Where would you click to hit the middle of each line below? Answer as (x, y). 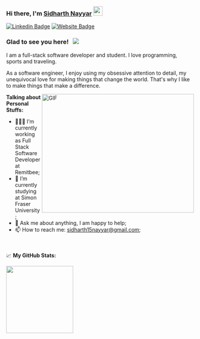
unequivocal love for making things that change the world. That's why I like (98, 79)
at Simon (26, 198)
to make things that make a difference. (53, 85)
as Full (23, 140)
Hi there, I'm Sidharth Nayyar (49, 13)
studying (26, 191)
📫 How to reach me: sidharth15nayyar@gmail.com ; (78, 229)
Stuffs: (15, 110)
